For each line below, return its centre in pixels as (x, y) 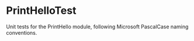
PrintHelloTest (41, 11)
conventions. (22, 32)
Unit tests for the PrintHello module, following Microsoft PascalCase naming (97, 27)
